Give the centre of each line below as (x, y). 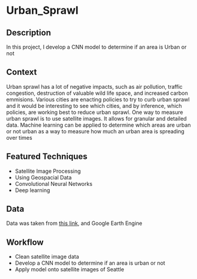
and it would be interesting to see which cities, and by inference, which (94, 106)
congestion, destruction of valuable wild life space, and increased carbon (97, 93)
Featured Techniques (47, 157)
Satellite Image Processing (48, 171)
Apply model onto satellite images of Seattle (69, 269)
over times (19, 137)
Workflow (25, 242)
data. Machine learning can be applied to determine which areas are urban (98, 125)
